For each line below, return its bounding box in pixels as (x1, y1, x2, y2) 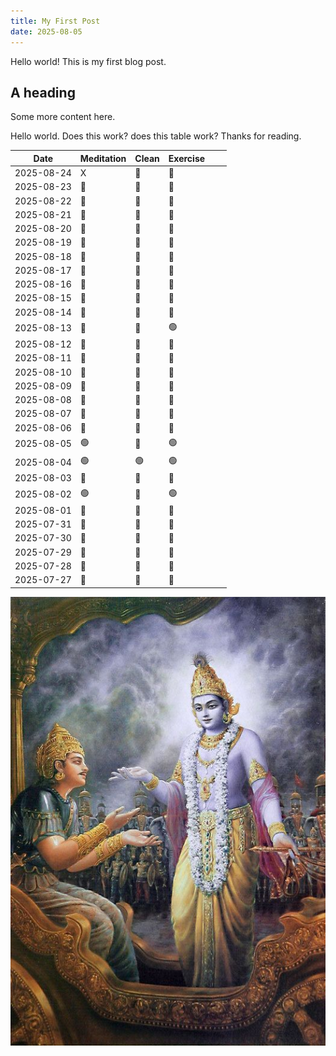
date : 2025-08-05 (10, 26, 83, 37)
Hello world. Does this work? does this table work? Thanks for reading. (10, 130, 302, 142)
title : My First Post (10, 16, 101, 26)
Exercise (168, 152, 206, 164)
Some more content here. (10, 111, 116, 123)
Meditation (79, 152, 127, 164)
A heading (10, 84, 76, 101)
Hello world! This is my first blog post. (10, 55, 167, 67)
